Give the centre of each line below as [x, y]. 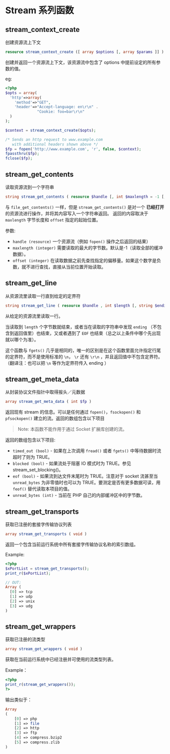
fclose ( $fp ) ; [19, 159]
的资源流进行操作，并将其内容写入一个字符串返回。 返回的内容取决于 [77, 213]
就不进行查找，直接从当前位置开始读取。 [64, 267]
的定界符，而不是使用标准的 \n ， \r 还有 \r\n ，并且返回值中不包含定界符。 [84, 357]
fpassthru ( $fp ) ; [22, 154]
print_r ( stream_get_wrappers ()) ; [40, 685]
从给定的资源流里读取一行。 [34, 316]
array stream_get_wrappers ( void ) [44, 649]
